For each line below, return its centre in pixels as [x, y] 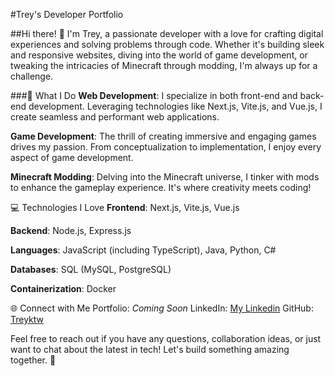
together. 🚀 [33, 360]
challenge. [32, 76]
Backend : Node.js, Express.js [71, 230]
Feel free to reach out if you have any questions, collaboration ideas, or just [166, 338]
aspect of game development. [72, 157]
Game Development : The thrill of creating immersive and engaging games [163, 136]
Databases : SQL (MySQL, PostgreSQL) [91, 269]
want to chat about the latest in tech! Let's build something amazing [150, 349]
